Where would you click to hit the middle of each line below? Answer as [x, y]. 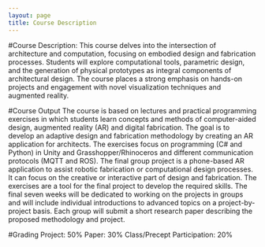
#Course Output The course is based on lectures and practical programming [132, 110]
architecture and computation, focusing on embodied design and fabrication [132, 53]
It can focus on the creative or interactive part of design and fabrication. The [132, 177]
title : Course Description [52, 23]
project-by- [237, 202]
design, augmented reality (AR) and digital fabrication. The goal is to [119, 127]
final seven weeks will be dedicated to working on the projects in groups [126, 194]
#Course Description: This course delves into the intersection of [112, 45]
